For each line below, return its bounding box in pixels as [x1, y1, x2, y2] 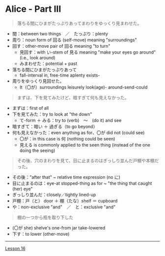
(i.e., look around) [19, 55, 55, 60]
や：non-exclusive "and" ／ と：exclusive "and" [12, 204, 116, 210]
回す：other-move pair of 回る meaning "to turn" [12, 43, 110, 49]
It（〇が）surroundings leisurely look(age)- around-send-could [19, 84, 148, 90]
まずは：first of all [12, 105, 49, 111]
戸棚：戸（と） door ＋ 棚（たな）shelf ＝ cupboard [12, 198, 118, 203]
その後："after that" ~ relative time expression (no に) [12, 174, 120, 180]
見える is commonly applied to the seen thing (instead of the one [19, 142, 151, 148]
